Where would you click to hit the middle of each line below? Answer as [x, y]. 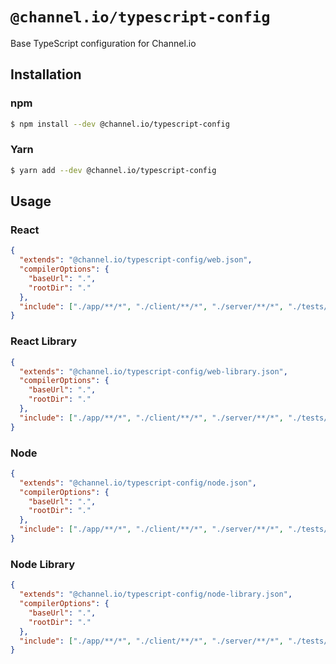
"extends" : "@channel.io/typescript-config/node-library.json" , [156, 594]
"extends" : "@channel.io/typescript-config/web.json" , [136, 260]
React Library [44, 341]
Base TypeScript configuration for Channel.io [103, 43]
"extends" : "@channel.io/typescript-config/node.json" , [138, 483]
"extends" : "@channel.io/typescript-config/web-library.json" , [153, 371]
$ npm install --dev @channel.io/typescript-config [120, 124]
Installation [46, 74]
